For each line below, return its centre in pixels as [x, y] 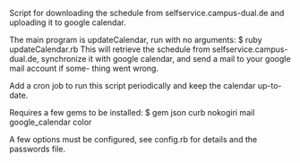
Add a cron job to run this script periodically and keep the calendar [133, 86]
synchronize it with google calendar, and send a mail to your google [166, 59]
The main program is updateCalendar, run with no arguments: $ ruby [136, 40]
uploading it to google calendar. [68, 22]
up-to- [270, 86]
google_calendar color [51, 122]
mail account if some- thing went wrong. [84, 68]
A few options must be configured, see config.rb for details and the [133, 139]
